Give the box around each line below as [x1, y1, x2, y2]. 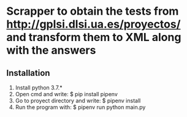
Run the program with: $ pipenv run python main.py [15, 104, 146, 111]
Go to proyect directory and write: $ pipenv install [15, 97, 141, 104]
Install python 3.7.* [15, 84, 63, 91]
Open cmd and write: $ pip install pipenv [15, 91, 118, 97]
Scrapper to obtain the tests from [6, 4, 179, 18]
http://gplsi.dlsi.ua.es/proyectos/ [6, 17, 181, 31]
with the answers [6, 43, 96, 58]
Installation [6, 67, 50, 78]
